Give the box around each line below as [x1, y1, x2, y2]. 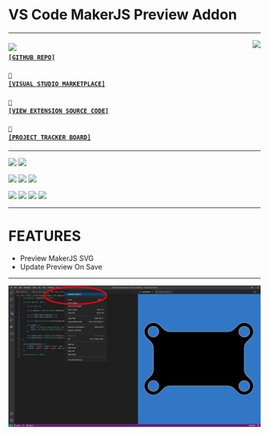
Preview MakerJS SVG [19, 253, 94, 263]
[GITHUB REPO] [8, 54, 56, 62]
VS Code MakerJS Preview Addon [8, 6, 238, 24]
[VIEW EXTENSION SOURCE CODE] [8, 106, 110, 115]
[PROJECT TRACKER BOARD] [8, 134, 91, 142]
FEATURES [8, 227, 82, 245]
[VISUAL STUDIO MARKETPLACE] [8, 80, 106, 89]
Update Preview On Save [19, 261, 102, 271]
